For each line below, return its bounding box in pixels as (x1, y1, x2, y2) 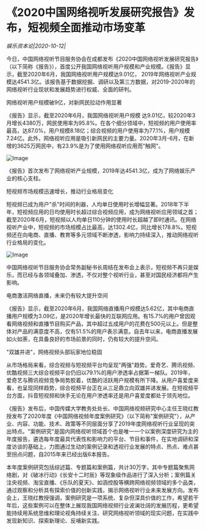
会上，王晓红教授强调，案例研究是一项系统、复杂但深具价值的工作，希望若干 (6, 494, 199, 501)
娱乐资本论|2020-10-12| (6, 42, 66, 49)
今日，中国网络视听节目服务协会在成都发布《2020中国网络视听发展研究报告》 (6, 55, 199, 62)
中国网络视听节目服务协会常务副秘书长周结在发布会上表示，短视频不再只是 (6, 263, 193, 270)
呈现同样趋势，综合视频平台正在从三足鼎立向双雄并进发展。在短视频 (22, 384, 193, 391)
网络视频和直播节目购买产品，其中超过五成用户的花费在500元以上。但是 (11, 320, 193, 327)
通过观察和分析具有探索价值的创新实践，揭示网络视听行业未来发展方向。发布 (6, 486, 199, 493)
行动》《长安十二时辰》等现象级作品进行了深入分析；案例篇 (43, 471, 191, 478)
